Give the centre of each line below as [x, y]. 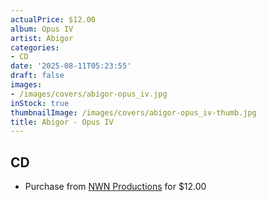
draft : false [37, 76]
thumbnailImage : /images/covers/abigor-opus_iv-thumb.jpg [133, 112]
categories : [35, 47]
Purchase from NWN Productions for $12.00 [115, 187]
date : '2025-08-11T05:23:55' [71, 66]
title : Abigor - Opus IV [62, 122]
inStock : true [40, 103]
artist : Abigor [42, 38]
